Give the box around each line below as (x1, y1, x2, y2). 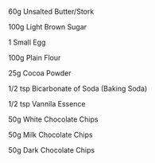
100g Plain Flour (8, 53, 61, 62)
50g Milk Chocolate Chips (8, 130, 93, 139)
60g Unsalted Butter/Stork (8, 7, 95, 16)
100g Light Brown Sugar (8, 22, 87, 31)
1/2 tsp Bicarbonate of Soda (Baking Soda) (8, 83, 148, 93)
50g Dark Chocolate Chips (8, 146, 95, 154)
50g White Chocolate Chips (8, 114, 99, 124)
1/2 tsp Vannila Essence (8, 99, 86, 108)
